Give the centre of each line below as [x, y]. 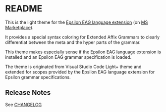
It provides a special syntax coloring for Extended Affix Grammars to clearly [83, 37]
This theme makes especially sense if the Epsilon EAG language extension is [83, 52]
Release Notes [28, 93]
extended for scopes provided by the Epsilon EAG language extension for [80, 72]
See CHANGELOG [24, 105]
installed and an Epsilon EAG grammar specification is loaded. [68, 57]
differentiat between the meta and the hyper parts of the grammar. [73, 42]
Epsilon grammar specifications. [38, 77]
